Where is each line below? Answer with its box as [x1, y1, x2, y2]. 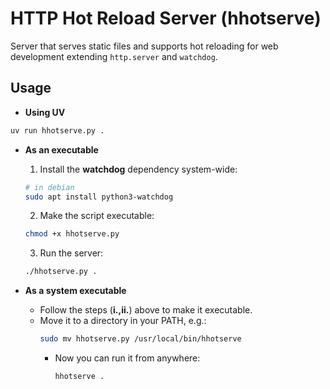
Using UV [24, 106, 66, 118]
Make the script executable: [39, 210, 155, 222]
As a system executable [24, 285, 127, 297]
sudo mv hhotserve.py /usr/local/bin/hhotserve [39, 334, 242, 344]
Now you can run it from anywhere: [54, 352, 201, 364]
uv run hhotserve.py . [10, 125, 105, 136]
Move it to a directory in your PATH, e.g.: [39, 315, 207, 327]
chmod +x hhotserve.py [24, 229, 120, 239]
